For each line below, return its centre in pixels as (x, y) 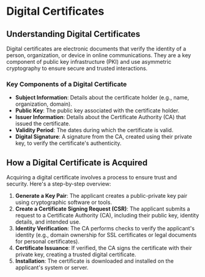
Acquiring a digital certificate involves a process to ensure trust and (92, 178)
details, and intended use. (48, 222)
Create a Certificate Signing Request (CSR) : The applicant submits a (102, 209)
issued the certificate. (43, 123)
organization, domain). (43, 104)
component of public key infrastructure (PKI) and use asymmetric (89, 62)
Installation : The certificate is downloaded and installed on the (95, 261)
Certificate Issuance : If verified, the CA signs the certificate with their (103, 248)
